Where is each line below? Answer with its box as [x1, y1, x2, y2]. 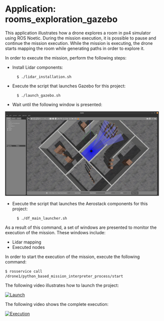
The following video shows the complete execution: [5, 301, 109, 307]
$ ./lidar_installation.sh [17, 74, 72, 79]
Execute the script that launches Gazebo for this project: [12, 83, 126, 89]
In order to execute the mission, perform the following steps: [5, 55, 127, 60]
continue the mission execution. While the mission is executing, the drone [5, 40, 153, 46]
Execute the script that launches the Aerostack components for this [12, 201, 148, 206]
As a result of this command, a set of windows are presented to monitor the [5, 224, 157, 230]
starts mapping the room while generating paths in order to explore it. [5, 45, 145, 51]
